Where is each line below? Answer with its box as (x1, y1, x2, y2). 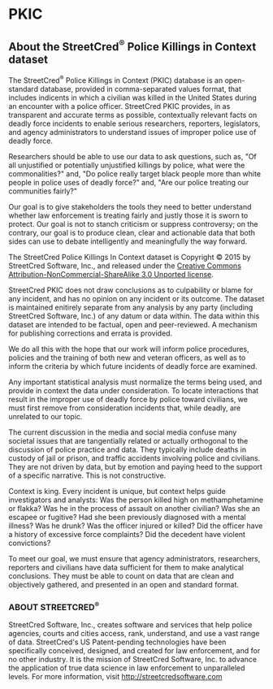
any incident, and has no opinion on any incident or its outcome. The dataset (8, 293, 265, 303)
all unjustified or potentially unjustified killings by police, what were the (8, 160, 245, 170)
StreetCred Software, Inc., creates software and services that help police (8, 620, 253, 630)
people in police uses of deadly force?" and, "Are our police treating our (8, 177, 249, 187)
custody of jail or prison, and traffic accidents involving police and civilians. (8, 453, 261, 463)
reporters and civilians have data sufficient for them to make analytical (8, 562, 244, 572)
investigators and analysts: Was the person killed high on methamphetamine (8, 495, 264, 505)
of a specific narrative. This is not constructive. (8, 470, 167, 480)
